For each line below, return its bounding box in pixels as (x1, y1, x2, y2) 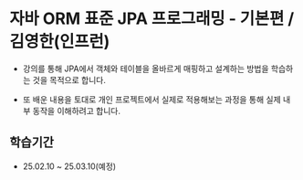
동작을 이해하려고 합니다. (32, 105, 121, 116)
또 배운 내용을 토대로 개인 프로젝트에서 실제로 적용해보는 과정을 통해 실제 (22, 93, 281, 105)
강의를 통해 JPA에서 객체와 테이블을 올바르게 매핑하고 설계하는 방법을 (22, 63, 269, 74)
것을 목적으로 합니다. (32, 74, 107, 85)
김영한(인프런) (9, 31, 110, 52)
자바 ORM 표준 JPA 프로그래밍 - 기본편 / (9, 8, 295, 29)
